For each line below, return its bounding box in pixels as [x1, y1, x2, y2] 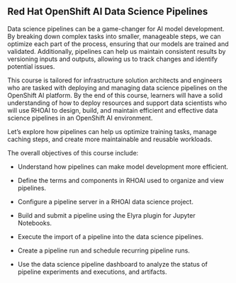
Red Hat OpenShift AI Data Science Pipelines [7, 6, 208, 18]
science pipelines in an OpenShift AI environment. [7, 113, 153, 122]
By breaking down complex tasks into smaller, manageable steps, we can [7, 32, 221, 40]
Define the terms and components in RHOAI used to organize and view [17, 176, 225, 184]
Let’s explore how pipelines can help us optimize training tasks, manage [7, 127, 218, 135]
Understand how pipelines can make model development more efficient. [17, 162, 229, 171]
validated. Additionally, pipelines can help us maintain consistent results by [7, 47, 226, 55]
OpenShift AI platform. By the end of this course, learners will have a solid [7, 91, 223, 99]
